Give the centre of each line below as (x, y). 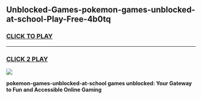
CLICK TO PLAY (29, 37)
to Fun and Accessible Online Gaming (54, 89)
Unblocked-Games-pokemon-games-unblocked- (101, 10)
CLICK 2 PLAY (27, 59)
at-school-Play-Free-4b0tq (59, 19)
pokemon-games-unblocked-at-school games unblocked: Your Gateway (99, 83)
